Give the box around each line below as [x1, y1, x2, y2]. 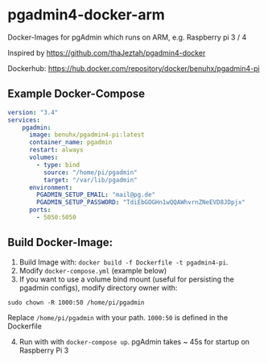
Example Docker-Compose [7, 87, 146, 101]
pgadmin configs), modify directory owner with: [19, 282, 178, 292]
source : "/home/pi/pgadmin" [43, 168, 138, 177]
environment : [28, 183, 73, 191]
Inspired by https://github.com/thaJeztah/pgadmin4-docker [7, 48, 206, 57]
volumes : [28, 153, 59, 161]
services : [7, 115, 41, 124]
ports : [28, 206, 52, 215]
